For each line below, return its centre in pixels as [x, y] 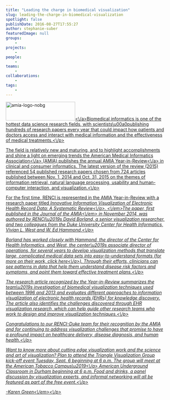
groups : [14, 38]
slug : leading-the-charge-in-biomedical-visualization [65, 15]
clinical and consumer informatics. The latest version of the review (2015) [82, 166]
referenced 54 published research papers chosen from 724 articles [76, 171]
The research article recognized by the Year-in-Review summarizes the [80, 282]
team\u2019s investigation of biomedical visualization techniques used [79, 287]
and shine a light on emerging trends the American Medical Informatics [79, 155]
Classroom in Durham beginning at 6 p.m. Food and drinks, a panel [76, 371]
